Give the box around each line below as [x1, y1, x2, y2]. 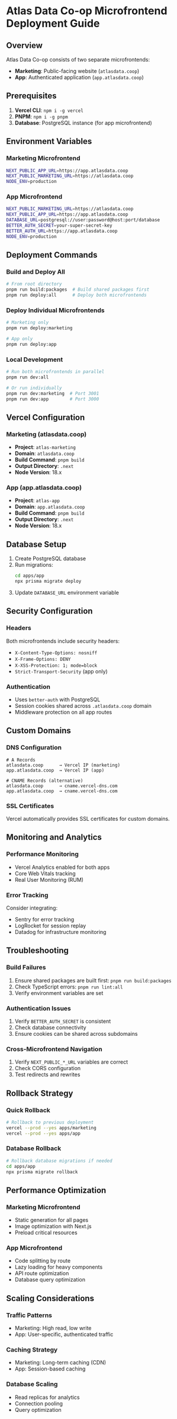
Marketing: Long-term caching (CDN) [14, 1359, 107, 1366]
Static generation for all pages [14, 1216, 89, 1224]
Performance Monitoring [6, 850, 79, 858]
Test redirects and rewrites [14, 1071, 81, 1078]
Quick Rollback [6, 1106, 50, 1114]
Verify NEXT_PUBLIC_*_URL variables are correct [14, 1058, 128, 1065]
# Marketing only [6, 320, 49, 326]
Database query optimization [14, 1276, 86, 1283]
